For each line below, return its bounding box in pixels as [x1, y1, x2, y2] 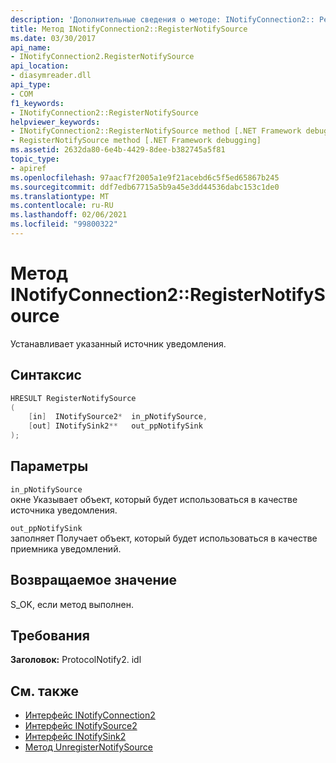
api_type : [10, 80, 52, 90]
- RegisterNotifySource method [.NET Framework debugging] [10, 136, 262, 146]
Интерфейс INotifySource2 [24, 720, 138, 732]
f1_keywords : [10, 98, 65, 108]
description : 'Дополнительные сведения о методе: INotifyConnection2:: [10, 14, 315, 25]
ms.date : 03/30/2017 [10, 33, 97, 43]
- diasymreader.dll [10, 71, 92, 81]
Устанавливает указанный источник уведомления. [10, 337, 227, 350]
